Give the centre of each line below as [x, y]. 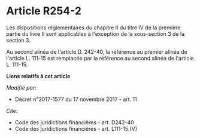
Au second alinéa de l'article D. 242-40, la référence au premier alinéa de [97, 51]
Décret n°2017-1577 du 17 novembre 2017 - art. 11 [76, 99]
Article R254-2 [44, 11]
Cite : [12, 111]
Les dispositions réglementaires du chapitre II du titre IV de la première [93, 27]
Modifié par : [22, 87]
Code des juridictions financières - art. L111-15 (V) [76, 128]
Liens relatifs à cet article [38, 76]
